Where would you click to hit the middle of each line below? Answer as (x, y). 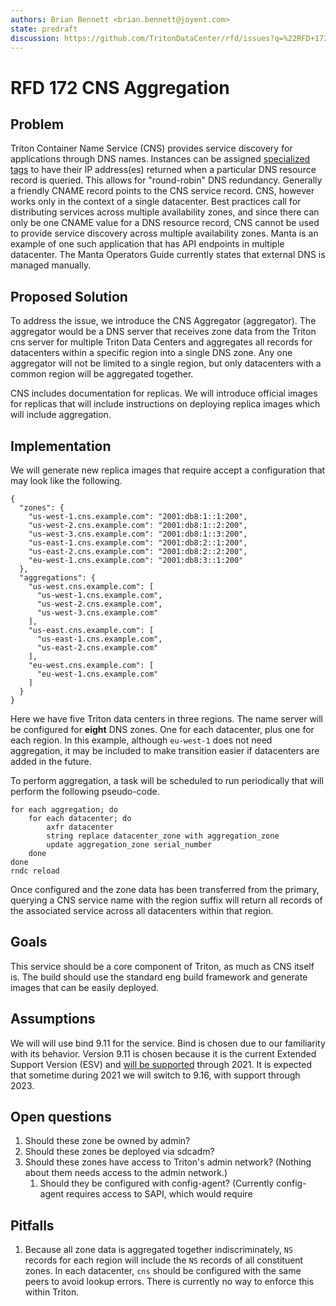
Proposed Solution (69, 296)
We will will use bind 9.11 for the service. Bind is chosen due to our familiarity (168, 1043)
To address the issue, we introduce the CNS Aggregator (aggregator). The (163, 321)
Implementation (61, 446)
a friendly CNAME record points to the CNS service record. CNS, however (162, 191)
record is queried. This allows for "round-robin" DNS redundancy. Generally (166, 180)
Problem (37, 124)
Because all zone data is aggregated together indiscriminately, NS (159, 1250)
